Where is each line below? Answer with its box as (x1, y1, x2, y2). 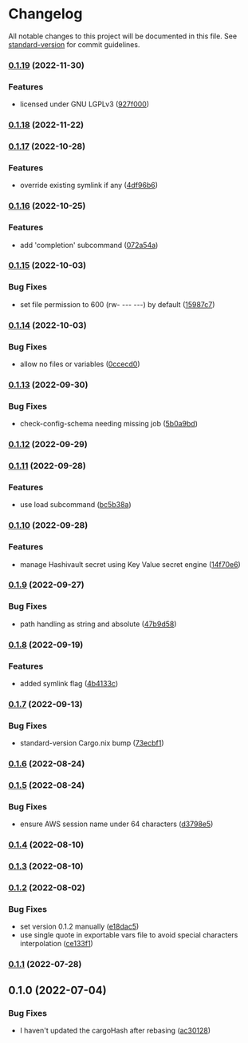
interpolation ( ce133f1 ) (19, 939, 93, 949)
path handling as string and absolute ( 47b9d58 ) (19, 619, 177, 629)
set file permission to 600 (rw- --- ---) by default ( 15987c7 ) (19, 299, 215, 309)
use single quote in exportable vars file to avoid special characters (19, 930, 238, 940)
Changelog (8, 5, 83, 23)
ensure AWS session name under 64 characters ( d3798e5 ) (19, 819, 214, 829)
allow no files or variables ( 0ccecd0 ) (19, 359, 141, 369)
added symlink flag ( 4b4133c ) (19, 678, 119, 688)
